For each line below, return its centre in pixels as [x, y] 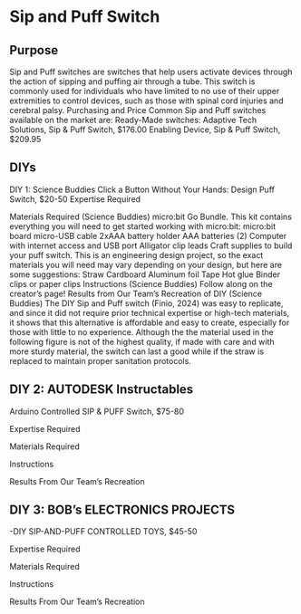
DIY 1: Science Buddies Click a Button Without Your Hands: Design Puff [142, 189]
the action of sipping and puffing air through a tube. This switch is [132, 82]
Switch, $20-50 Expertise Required [75, 199]
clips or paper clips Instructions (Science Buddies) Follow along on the [141, 283]
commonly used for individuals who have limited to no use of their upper [145, 91]
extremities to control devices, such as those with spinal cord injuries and [146, 101]
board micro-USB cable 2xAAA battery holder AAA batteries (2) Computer [148, 235]
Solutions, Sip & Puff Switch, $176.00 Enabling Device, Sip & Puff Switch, [145, 130]
